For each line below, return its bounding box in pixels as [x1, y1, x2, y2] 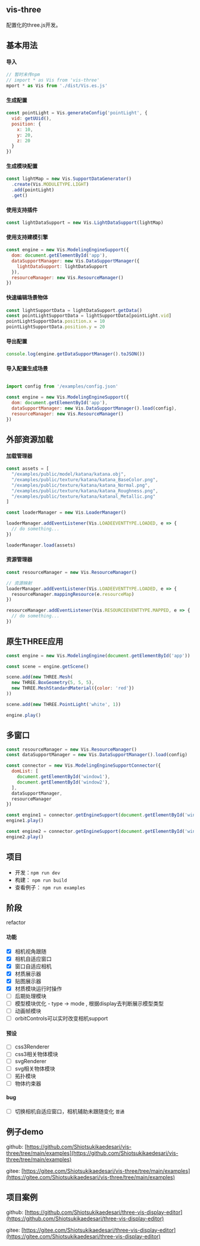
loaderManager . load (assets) [6, 542, 76, 548]
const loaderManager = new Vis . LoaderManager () [6, 510, 127, 516]
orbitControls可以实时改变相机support [14, 1015, 108, 1022]
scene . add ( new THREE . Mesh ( [6, 674, 73, 680]
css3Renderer [14, 1043, 49, 1050]
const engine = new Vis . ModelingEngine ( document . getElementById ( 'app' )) [6, 652, 190, 658]
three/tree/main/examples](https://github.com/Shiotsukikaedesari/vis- [6, 1149, 179, 1157]
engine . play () [6, 712, 42, 718]
